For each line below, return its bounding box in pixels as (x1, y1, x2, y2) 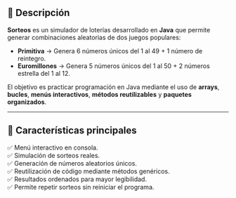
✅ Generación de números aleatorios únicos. (7, 159, 137, 167)
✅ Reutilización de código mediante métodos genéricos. (7, 166, 170, 176)
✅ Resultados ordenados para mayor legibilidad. (7, 175, 147, 183)
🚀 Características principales (7, 124, 137, 137)
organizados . (7, 98, 47, 106)
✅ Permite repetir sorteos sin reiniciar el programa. (7, 183, 155, 191)
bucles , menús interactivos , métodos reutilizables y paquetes (7, 90, 192, 98)
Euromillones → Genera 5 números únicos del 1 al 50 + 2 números (17, 61, 211, 70)
